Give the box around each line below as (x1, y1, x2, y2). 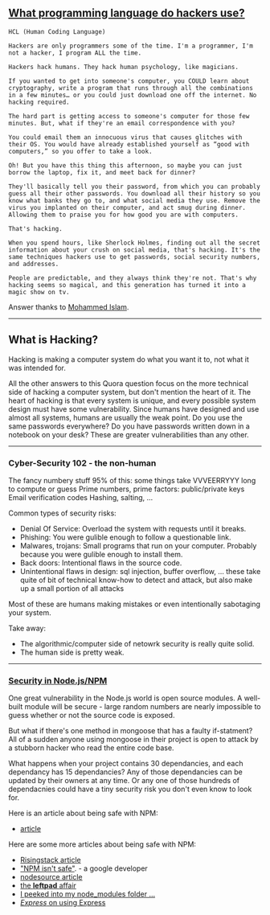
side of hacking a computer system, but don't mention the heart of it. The (8, 387, 252, 396)
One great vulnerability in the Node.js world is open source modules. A (8, 693, 243, 703)
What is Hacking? (8, 333, 99, 347)
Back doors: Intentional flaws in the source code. (19, 558, 182, 568)
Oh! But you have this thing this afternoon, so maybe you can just (8, 161, 243, 170)
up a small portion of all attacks (19, 583, 125, 593)
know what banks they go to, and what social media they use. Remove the (8, 196, 261, 204)
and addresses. (8, 260, 59, 268)
